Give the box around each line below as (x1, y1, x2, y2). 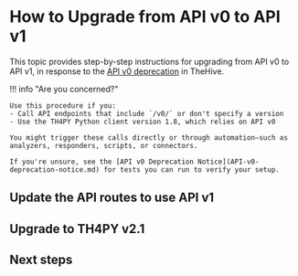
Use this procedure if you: (9, 101, 117, 111)
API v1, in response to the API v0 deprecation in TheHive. (9, 66, 225, 77)
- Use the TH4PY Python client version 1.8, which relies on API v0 (9, 117, 276, 126)
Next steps (9, 252, 73, 268)
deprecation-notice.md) (9, 165, 101, 175)
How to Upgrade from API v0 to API (9, 6, 281, 27)
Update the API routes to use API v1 (9, 190, 215, 206)
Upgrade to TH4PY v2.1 (9, 221, 145, 237)
